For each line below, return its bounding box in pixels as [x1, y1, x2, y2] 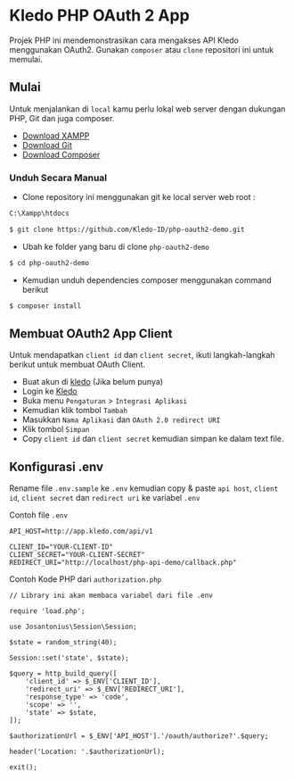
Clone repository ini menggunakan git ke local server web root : [21, 192, 256, 203]
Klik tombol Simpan [21, 424, 90, 435]
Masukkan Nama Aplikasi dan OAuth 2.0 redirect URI [21, 414, 221, 425]
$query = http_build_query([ [9, 669, 118, 678]
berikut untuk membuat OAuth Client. [9, 359, 145, 370]
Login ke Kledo [21, 386, 78, 397]
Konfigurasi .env [9, 459, 104, 474]
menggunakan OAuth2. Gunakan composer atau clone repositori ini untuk [9, 44, 274, 54]
